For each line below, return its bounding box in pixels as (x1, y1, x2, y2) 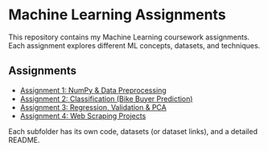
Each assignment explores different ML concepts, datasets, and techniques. (8, 40, 261, 50)
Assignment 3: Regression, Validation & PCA (19, 102, 167, 112)
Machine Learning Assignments (8, 6, 227, 24)
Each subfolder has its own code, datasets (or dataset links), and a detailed (8, 126, 258, 136)
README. (8, 135, 40, 145)
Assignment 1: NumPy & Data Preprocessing (19, 85, 167, 95)
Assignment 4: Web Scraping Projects (19, 111, 146, 120)
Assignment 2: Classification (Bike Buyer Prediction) (19, 94, 193, 104)
